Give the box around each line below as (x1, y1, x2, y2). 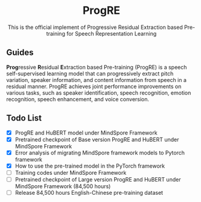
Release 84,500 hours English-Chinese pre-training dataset (14, 189, 164, 196)
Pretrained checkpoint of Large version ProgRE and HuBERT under (14, 175, 181, 183)
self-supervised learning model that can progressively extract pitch (6, 70, 174, 77)
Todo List (6, 113, 42, 124)
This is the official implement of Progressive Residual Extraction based (7, 24, 183, 31)
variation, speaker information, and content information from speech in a (6, 76, 187, 83)
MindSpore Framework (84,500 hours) (14, 182, 111, 190)
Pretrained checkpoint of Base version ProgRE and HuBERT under (14, 136, 179, 143)
